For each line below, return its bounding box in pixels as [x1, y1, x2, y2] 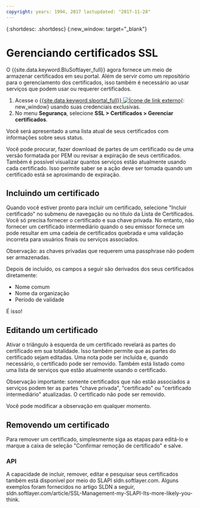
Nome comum [14, 283, 50, 291]
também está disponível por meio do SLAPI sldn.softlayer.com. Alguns [6, 477, 179, 484]
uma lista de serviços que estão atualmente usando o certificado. [6, 367, 167, 374]
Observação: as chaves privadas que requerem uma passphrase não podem [6, 247, 195, 255]
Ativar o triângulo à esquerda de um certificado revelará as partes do [6, 341, 176, 348]
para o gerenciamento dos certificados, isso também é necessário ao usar [6, 78, 189, 86]
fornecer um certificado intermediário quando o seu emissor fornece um [6, 223, 185, 231]
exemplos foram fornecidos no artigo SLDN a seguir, [6, 483, 136, 491]
